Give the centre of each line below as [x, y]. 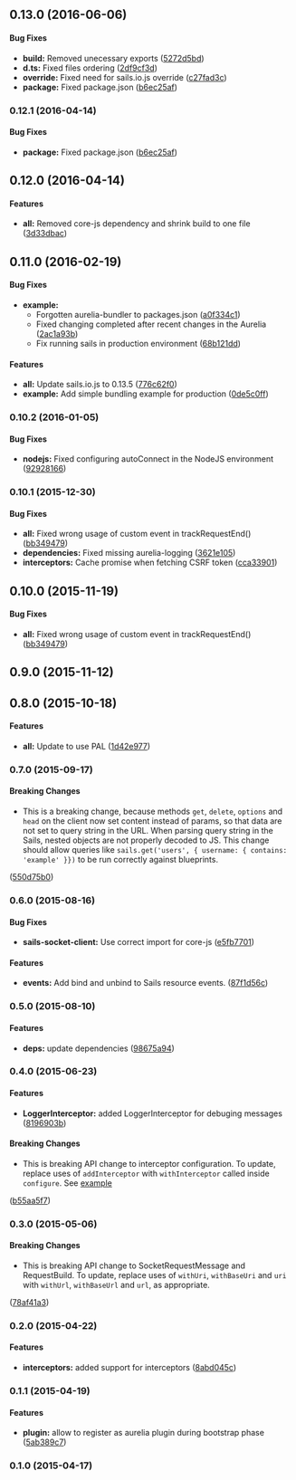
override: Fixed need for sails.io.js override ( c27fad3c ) [125, 77]
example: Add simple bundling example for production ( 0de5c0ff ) [145, 394]
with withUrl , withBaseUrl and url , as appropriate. [116, 1284]
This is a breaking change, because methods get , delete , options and [153, 812]
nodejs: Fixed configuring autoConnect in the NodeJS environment [148, 459]
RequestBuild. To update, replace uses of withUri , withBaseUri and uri [154, 1275]
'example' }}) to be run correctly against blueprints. [120, 860]
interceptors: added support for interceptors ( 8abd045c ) [129, 1368]
